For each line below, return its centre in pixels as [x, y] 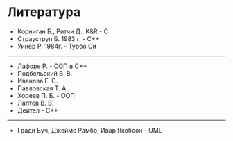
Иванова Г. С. [37, 81]
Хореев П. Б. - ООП [46, 95]
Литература [44, 12]
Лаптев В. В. [35, 103]
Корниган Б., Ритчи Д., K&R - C [63, 31]
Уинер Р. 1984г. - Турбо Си [57, 46]
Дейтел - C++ [38, 110]
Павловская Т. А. [42, 88]
